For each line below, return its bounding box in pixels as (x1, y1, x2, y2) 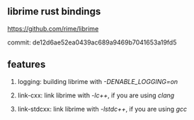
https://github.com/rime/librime (7, 24, 99, 32)
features (7, 59, 46, 71)
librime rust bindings (7, 6, 101, 18)
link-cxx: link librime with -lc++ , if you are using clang (17, 91, 175, 100)
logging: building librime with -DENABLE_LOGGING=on (17, 77, 178, 85)
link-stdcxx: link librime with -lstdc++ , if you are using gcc (17, 104, 188, 113)
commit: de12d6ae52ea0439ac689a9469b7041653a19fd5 (7, 38, 177, 47)
